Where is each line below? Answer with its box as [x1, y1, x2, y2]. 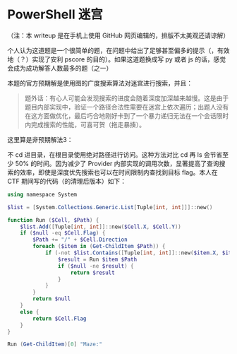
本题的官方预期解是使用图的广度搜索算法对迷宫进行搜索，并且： [7, 78, 193, 87]
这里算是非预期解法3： [7, 135, 73, 143]
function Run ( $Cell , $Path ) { [7, 216, 99, 223]
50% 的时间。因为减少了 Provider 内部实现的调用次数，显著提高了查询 [15, 159, 219, 167]
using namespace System [7, 191, 78, 198]
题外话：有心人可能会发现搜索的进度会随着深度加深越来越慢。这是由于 [24, 93, 229, 102]
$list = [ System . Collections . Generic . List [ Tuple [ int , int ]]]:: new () [7, 203, 213, 211]
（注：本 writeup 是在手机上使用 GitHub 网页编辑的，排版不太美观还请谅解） [7, 31, 230, 40]
